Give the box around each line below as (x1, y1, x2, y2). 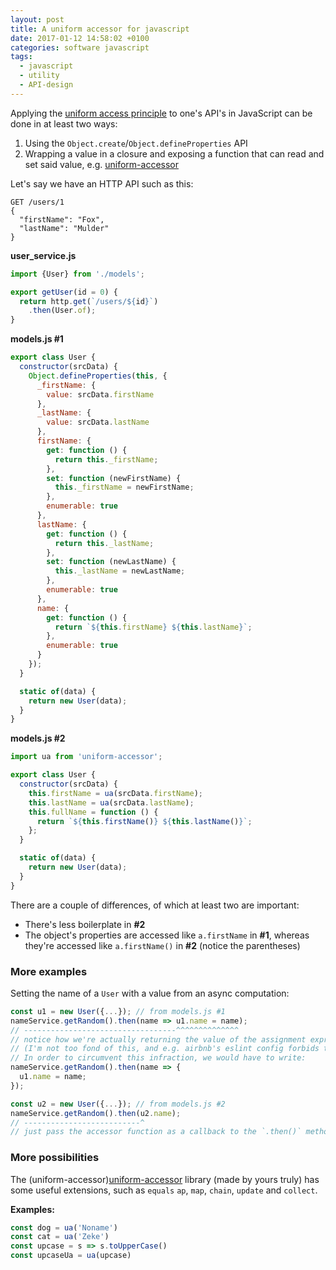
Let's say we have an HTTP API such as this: (10, 177, 194, 190)
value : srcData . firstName (46, 389, 155, 400)
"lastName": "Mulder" (19, 223, 110, 233)
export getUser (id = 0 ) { (10, 287, 118, 297)
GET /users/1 (10, 197, 65, 207)
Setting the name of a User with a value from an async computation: (10, 987, 290, 999)
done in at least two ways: (10, 117, 118, 130)
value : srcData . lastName (46, 417, 150, 428)
